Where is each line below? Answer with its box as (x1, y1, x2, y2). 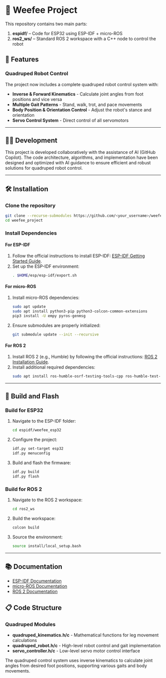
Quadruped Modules (5, 621, 56, 628)
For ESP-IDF (5, 242, 31, 248)
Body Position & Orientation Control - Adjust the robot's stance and (12, 106, 152, 113)
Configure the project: (12, 436, 58, 442)
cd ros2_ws (12, 507, 35, 512)
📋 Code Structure (5, 603, 62, 612)
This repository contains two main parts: (5, 21, 87, 27)
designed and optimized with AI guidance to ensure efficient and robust (5, 160, 151, 166)
